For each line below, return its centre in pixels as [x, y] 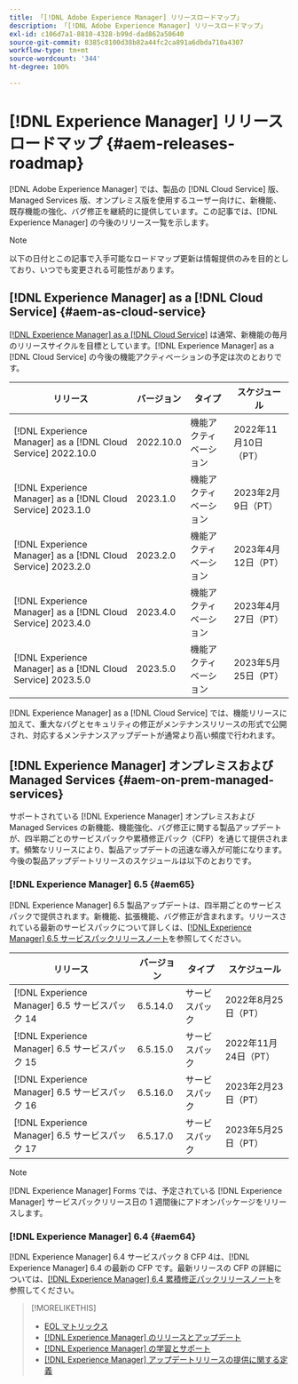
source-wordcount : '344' [55, 59]
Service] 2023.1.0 [52, 509]
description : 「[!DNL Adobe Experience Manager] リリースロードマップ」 [138, 26]
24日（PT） [250, 1056]
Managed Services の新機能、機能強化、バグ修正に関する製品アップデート [145, 828]
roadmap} [47, 163]
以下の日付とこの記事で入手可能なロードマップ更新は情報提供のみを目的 [141, 258]
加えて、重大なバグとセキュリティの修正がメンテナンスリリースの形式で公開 [148, 724]
